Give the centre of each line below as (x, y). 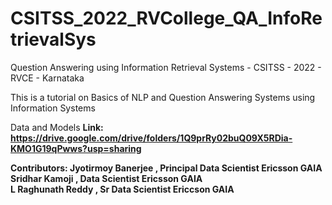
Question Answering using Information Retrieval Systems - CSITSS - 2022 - (166, 67)
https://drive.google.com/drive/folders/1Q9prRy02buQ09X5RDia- (151, 138)
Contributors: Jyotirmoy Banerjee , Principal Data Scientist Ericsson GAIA (166, 168)
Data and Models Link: (57, 127)
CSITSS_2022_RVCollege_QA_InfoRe (166, 18)
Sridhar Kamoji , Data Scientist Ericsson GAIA (106, 178)
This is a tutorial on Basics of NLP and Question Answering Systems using (163, 97)
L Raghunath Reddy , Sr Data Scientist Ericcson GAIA (122, 189)
